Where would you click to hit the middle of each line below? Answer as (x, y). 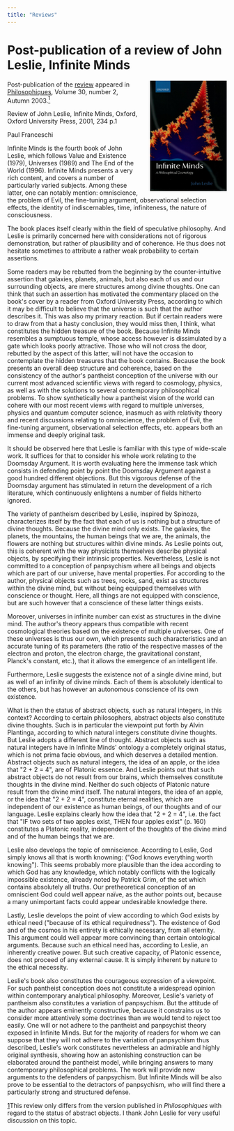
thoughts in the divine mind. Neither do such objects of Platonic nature (109, 785)
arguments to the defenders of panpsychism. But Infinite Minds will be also (115, 1077)
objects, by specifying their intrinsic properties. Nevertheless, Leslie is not (114, 559)
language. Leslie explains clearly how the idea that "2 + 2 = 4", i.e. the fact (114, 814)
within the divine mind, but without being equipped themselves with (104, 588)
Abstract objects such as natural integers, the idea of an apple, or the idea (114, 762)
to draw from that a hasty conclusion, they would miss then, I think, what (111, 324)
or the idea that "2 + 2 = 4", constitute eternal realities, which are (100, 799)
